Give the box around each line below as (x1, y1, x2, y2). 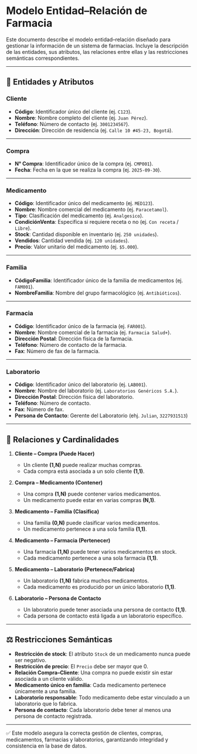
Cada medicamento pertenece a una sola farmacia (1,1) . (23, 554, 158, 561)
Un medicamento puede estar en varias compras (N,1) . (23, 496, 156, 503)
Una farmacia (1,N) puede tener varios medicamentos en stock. (23, 548, 177, 555)
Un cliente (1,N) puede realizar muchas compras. (23, 461, 142, 468)
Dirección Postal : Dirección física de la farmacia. (14, 335, 134, 342)
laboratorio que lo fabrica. (14, 700, 78, 707)
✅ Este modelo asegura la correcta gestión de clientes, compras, (6, 729, 163, 736)
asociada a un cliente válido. (14, 675, 84, 682)
